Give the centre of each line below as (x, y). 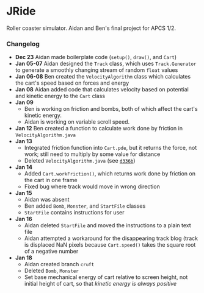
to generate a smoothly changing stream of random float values (97, 70)
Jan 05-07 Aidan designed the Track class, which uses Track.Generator (106, 64)
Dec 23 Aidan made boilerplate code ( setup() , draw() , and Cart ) (96, 57)
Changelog (23, 44)
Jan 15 (24, 193)
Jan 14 (24, 167)
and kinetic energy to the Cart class (60, 96)
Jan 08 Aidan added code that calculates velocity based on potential (102, 90)
